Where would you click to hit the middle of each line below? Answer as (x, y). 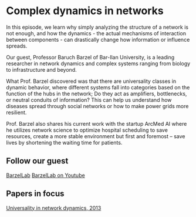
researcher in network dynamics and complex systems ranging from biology (98, 64)
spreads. (17, 46)
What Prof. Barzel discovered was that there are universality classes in (91, 81)
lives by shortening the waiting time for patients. (64, 142)
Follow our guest (37, 161)
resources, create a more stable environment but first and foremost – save (96, 136)
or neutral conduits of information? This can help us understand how (89, 100)
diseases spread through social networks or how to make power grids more (97, 106)
